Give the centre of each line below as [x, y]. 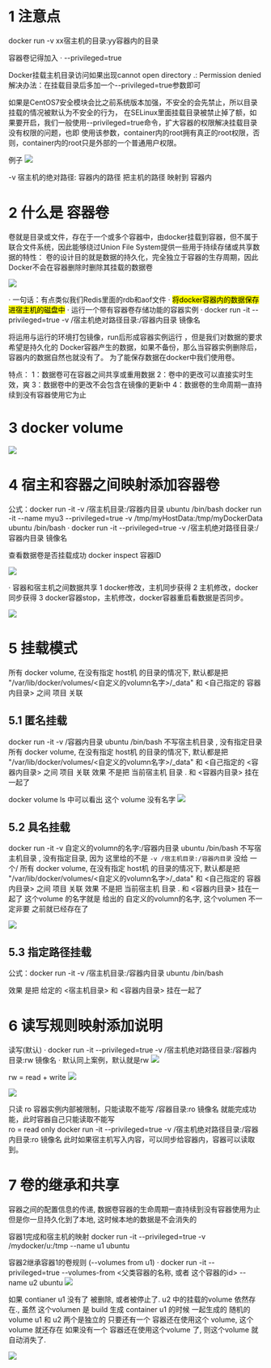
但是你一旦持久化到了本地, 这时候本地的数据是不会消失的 [102, 1219]
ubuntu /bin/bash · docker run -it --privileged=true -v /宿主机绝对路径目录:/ [133, 528]
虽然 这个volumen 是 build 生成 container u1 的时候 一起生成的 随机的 [136, 1309]
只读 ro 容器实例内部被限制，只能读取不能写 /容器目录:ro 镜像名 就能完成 [129, 1109]
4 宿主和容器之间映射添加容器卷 [114, 485]
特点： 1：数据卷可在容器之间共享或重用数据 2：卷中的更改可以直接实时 [127, 374]
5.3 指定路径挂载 [50, 952]
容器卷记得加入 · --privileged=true [65, 57]
